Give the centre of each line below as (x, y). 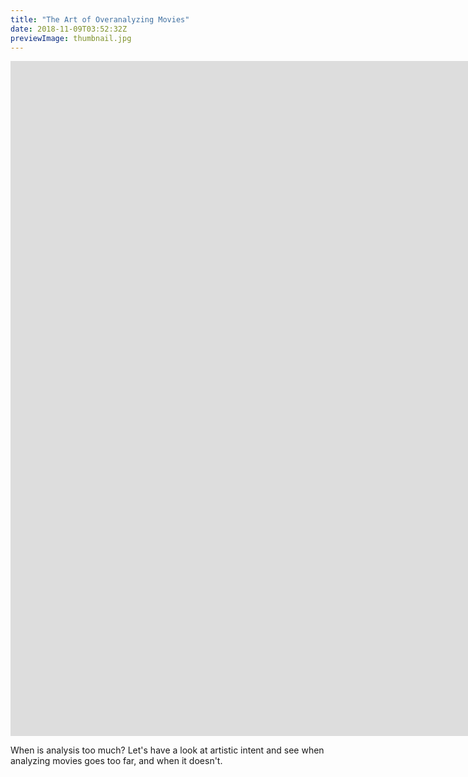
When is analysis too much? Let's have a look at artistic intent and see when (167, 750)
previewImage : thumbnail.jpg (71, 38)
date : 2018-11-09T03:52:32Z (69, 29)
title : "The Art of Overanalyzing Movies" (100, 19)
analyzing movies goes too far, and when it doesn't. (116, 761)
